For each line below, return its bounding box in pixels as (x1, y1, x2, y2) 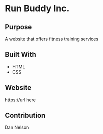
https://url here (5, 97, 36, 103)
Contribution (5, 111, 46, 120)
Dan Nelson (5, 124, 29, 130)
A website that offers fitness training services (5, 36, 99, 42)
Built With (5, 50, 36, 59)
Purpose (5, 23, 32, 31)
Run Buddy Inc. (5, 3, 70, 14)
